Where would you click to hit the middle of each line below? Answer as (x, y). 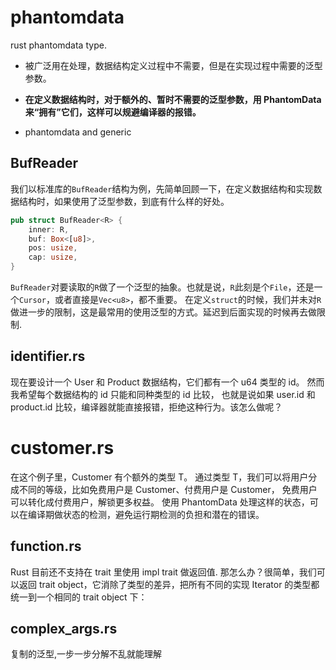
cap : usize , (53, 257)
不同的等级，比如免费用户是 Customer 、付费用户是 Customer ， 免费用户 (168, 489)
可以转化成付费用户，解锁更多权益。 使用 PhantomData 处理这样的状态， (160, 502)
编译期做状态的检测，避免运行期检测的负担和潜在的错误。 (146, 514)
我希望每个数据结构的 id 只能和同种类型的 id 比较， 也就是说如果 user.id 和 (163, 394)
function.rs (46, 546)
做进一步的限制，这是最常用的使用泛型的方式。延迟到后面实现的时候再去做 (163, 312)
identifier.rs (48, 356)
